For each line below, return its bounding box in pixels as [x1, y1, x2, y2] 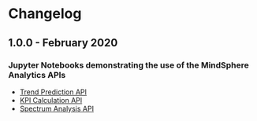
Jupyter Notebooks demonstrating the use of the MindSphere [8, 60, 250, 71]
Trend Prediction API [19, 87, 88, 97]
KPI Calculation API [19, 95, 83, 104]
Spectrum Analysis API [19, 104, 95, 113]
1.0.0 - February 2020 [8, 36, 118, 49]
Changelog [8, 5, 82, 23]
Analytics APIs [8, 69, 66, 80]
